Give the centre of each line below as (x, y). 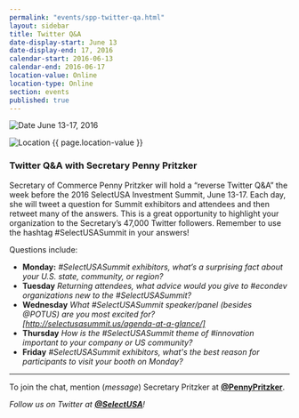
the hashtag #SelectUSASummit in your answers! (99, 232)
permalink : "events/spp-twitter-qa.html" (87, 17)
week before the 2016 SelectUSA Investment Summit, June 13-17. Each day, (148, 194)
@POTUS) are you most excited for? (89, 314)
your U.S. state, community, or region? (93, 276)
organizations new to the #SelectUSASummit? (107, 295)
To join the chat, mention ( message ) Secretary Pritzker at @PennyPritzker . (147, 387)
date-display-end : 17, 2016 (61, 51)
